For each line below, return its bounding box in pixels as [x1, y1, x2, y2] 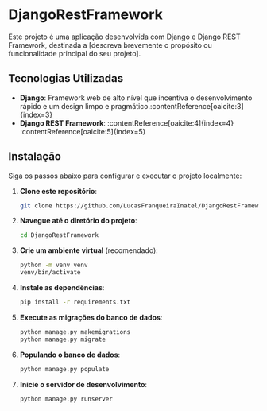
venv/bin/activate [19, 269, 81, 277]
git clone [19, 201, 53, 210]
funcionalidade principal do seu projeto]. [8, 48, 141, 58]
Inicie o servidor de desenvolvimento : [19, 379, 148, 389]
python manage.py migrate [19, 335, 106, 343]
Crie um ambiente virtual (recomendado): [19, 246, 159, 255]
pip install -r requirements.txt [19, 298, 131, 307]
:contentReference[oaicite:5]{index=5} [19, 126, 146, 136]
